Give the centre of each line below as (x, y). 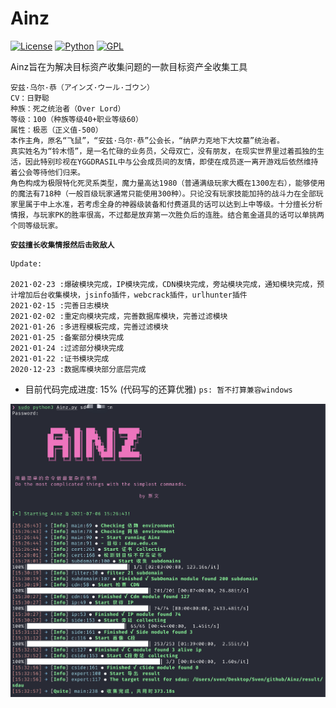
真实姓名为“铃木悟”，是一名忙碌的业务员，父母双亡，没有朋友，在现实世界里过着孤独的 (163, 151)
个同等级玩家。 (36, 225)
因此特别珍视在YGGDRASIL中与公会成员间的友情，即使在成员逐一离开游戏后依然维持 (171, 162)
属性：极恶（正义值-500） (56, 130)
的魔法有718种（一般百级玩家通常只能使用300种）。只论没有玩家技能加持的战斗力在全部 (163, 193)
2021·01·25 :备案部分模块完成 (67, 337)
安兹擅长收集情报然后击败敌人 (62, 245)
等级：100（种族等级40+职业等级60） (76, 119)
